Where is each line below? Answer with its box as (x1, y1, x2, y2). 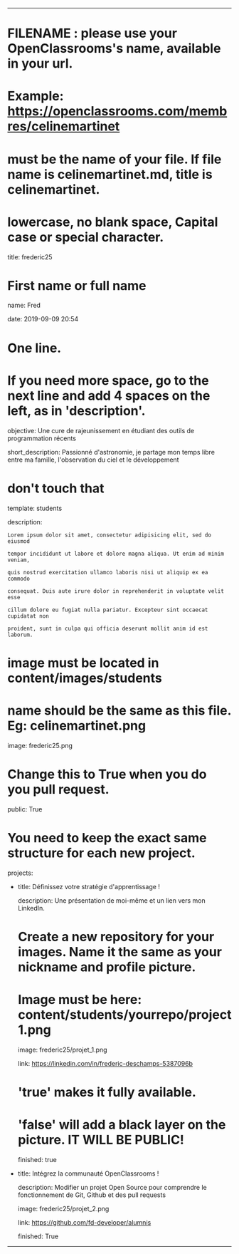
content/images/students (7, 670, 162, 686)
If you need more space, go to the (7, 372, 209, 388)
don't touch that (7, 480, 105, 496)
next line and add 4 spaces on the (7, 388, 211, 403)
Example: (7, 88, 64, 104)
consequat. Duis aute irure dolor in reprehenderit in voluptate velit (7, 587, 224, 595)
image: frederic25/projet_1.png (17, 1045, 108, 1054)
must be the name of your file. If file (7, 151, 222, 167)
